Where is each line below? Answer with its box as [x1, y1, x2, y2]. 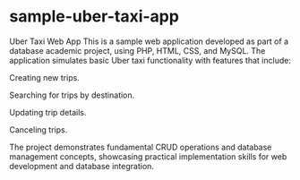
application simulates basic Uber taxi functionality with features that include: [9, 55, 291, 65]
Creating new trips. [9, 72, 81, 82]
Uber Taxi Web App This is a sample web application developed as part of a [9, 36, 289, 47]
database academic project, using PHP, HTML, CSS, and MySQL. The [9, 45, 266, 56]
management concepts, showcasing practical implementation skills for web [9, 150, 287, 162]
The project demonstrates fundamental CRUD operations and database [9, 141, 272, 152]
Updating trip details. [9, 107, 87, 117]
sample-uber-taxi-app [9, 6, 179, 27]
